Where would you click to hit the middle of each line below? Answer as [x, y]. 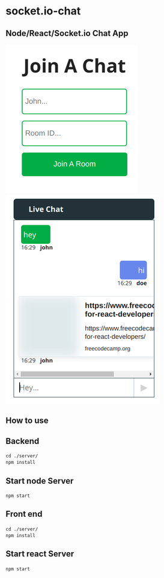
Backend [23, 441]
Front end [24, 514]
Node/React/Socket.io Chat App [67, 33]
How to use [27, 421]
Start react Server [40, 554]
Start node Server [40, 481]
